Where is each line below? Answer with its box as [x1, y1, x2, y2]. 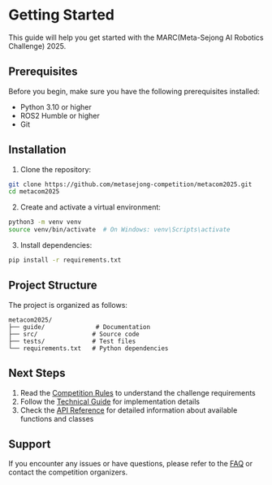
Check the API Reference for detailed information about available [19, 405, 238, 415]
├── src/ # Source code [8, 330, 140, 338]
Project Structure [8, 279, 97, 292]
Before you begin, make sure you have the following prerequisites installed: [8, 86, 260, 96]
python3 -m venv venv [8, 218, 82, 227]
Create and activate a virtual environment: [19, 202, 161, 212]
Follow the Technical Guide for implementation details [19, 396, 201, 406]
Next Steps [8, 366, 66, 380]
